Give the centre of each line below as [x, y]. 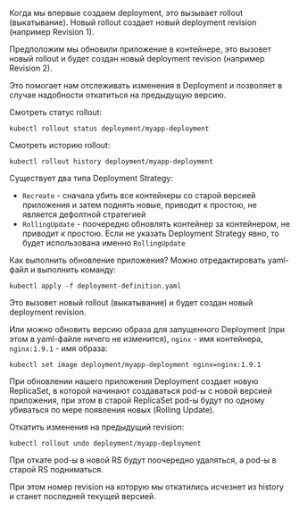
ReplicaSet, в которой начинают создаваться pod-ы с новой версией [141, 391]
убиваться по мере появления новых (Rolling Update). [112, 410]
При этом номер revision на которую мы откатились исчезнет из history [146, 487]
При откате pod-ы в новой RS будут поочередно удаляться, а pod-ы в [143, 460]
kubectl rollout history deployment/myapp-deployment [112, 162]
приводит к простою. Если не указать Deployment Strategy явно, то [150, 233]
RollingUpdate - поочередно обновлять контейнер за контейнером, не [156, 224]
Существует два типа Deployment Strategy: [91, 178]
